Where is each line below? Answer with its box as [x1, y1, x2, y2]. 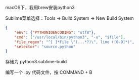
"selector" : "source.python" [14, 44, 76, 49]
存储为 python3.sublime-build [5, 59, 67, 65]
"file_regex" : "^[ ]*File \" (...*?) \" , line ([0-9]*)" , [14, 39, 135, 45]
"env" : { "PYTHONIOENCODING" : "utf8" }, [14, 30, 96, 35]
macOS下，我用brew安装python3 [5, 5, 75, 10]
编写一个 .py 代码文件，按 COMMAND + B [5, 69, 92, 75]
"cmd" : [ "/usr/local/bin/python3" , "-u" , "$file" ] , [14, 34, 125, 39]
